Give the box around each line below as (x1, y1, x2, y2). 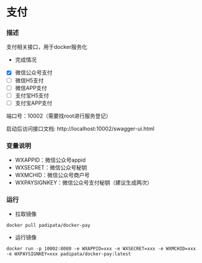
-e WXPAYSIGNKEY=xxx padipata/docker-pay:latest (6, 251, 131, 257)
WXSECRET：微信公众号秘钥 (15, 164, 88, 171)
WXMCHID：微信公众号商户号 (15, 171, 90, 179)
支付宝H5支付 (15, 92, 50, 99)
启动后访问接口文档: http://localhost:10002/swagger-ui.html (6, 125, 155, 132)
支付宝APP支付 (15, 99, 53, 106)
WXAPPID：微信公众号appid (15, 156, 86, 163)
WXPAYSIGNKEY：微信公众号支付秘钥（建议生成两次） (15, 179, 153, 186)
